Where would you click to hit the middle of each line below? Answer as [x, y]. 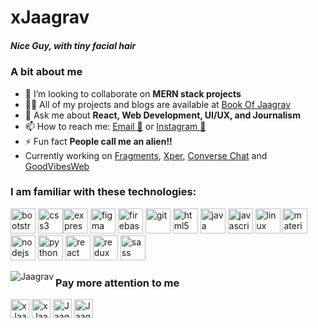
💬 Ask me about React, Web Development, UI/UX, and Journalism [162, 115]
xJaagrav [50, 17]
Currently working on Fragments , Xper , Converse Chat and [146, 155]
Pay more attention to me [117, 283]
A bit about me [46, 72]
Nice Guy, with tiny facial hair [73, 45]
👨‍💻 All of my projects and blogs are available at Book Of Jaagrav [158, 104]
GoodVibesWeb [57, 166]
